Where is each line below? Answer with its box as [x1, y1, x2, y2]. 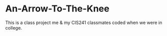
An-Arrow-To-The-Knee [5, 3, 109, 14]
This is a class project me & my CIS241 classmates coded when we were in [5, 19, 162, 25]
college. [5, 24, 22, 30]
